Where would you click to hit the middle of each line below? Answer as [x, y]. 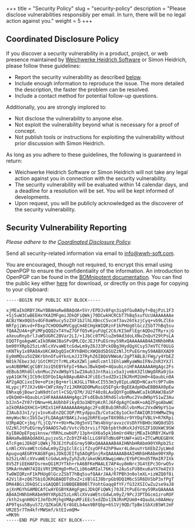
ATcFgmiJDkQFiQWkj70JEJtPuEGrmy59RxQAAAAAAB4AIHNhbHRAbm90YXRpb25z [90, 443]
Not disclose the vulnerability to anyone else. [69, 118]
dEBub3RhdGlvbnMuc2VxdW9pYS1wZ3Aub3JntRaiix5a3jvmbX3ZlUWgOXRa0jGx [90, 372]
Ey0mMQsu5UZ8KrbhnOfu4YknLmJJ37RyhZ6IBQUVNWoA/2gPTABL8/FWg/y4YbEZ [90, 356]
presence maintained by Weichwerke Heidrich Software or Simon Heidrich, [97, 59]
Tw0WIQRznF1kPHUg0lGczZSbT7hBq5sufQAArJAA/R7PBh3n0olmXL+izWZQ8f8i [90, 474]
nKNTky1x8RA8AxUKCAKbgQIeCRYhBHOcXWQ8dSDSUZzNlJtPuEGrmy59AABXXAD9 [90, 351]
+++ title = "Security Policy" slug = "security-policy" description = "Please [96, 8]
